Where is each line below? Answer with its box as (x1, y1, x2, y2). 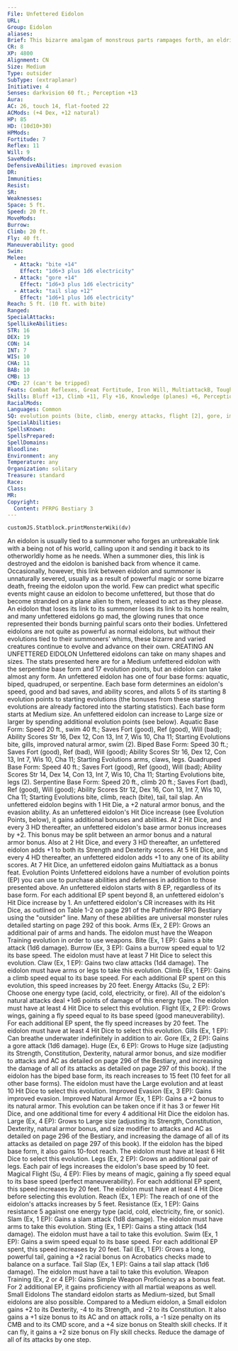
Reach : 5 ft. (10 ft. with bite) (7, 301, 106, 308)
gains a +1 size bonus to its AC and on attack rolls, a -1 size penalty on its (7, 1313, 221, 1321)
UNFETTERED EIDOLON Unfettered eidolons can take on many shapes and (7, 650, 226, 658)
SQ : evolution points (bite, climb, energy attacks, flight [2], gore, (7, 413, 223, 420)
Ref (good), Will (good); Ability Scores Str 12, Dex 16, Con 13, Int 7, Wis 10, (7, 785, 222, 794)
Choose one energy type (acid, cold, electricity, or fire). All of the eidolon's (7, 989, 226, 997)
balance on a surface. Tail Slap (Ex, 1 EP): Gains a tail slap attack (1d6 (7, 1260, 210, 1269)
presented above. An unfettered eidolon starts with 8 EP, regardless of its (7, 884, 222, 892)
